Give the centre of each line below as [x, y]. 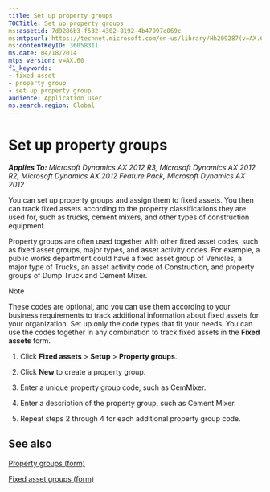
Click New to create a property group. [83, 372]
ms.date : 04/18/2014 [43, 53]
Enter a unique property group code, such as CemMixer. [113, 387]
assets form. [29, 341]
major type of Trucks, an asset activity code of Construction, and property [131, 267]
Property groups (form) [47, 463]
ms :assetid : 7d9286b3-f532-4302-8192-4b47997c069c [95, 31]
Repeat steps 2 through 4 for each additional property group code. [130, 419]
